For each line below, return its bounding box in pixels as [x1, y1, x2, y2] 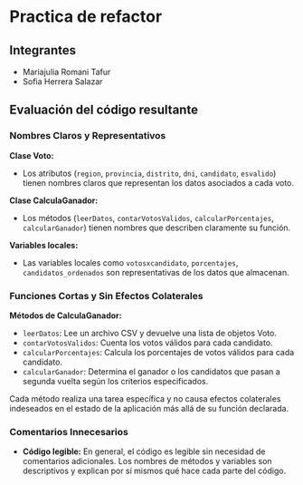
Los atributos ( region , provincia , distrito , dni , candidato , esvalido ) [22, 168, 277, 179]
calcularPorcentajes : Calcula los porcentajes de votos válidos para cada [22, 346, 295, 357]
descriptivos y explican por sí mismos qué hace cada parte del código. [22, 465, 287, 477]
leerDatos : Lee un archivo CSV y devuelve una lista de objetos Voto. [22, 327, 278, 338]
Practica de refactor [9, 6, 163, 27]
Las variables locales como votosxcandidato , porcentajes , [22, 257, 239, 268]
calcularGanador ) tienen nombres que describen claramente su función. [22, 222, 291, 233]
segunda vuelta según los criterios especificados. [22, 375, 209, 386]
